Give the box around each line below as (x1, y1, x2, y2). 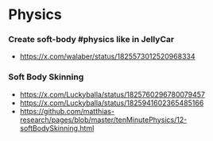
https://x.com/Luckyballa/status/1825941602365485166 (19, 97, 204, 108)
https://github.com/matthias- (19, 106, 115, 116)
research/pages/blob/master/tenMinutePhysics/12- (19, 115, 188, 124)
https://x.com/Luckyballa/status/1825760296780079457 (19, 90, 205, 99)
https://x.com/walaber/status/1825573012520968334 (19, 51, 196, 61)
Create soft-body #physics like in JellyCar (8, 34, 175, 45)
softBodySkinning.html (19, 123, 95, 132)
